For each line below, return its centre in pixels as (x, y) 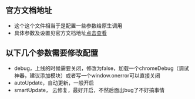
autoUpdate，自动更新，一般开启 (54, 83)
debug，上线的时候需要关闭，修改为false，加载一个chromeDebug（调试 (101, 68)
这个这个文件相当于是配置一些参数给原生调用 (68, 26)
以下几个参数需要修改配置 (52, 53)
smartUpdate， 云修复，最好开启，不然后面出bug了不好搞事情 (89, 90)
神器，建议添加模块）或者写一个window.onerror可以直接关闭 (87, 75)
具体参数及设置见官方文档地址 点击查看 (60, 33)
